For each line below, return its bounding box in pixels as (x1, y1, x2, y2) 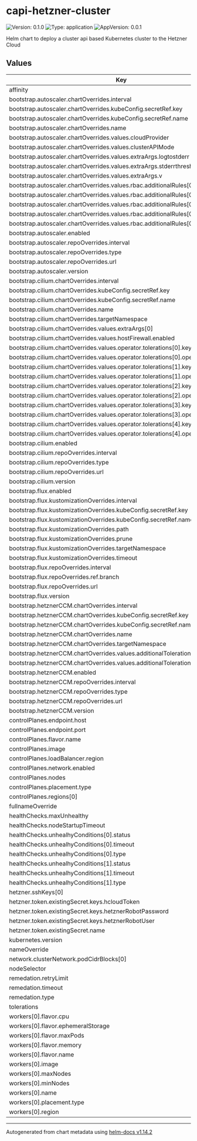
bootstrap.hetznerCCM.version (9, 707, 95, 715)
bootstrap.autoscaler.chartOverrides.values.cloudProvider (9, 133, 169, 142)
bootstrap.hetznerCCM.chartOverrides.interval (9, 601, 138, 610)
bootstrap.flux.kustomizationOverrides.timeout (9, 554, 138, 562)
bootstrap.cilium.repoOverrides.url (9, 467, 104, 476)
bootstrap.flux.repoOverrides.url (9, 582, 98, 590)
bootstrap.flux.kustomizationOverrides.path (9, 525, 129, 533)
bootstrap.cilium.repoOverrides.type (9, 458, 109, 466)
